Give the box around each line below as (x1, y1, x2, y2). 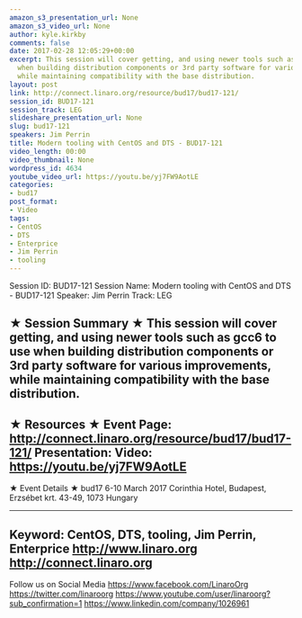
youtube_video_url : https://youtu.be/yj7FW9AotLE (9, 172, 200, 181)
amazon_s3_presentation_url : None (9, 13, 139, 22)
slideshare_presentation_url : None (9, 113, 143, 122)
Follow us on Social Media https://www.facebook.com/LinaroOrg (9, 579, 249, 590)
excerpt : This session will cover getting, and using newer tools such (9, 55, 283, 64)
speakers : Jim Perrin (9, 130, 91, 139)
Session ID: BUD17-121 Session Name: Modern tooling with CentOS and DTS (9, 281, 292, 291)
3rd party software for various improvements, (9, 358, 271, 373)
